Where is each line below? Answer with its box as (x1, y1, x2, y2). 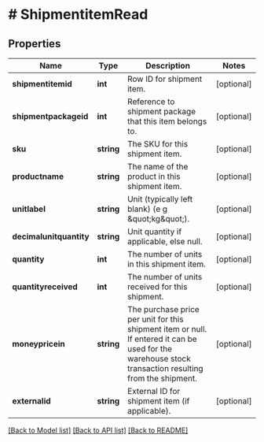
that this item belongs (126, 116, 207, 127)
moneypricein (12, 339, 65, 349)
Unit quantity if (126, 226, 182, 237)
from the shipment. (126, 373, 198, 384)
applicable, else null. (126, 236, 203, 247)
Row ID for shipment (126, 73, 203, 84)
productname (12, 171, 64, 182)
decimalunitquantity (12, 231, 90, 242)
